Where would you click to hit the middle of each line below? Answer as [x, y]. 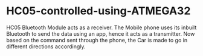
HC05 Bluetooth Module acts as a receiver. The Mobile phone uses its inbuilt [101, 27]
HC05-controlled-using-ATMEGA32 [98, 11]
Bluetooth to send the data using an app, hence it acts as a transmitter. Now [101, 33]
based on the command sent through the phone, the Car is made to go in [97, 40]
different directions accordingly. [46, 46]
